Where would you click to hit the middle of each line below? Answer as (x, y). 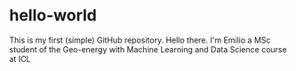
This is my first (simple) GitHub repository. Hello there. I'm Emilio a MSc (140, 40)
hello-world (53, 16)
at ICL (20, 59)
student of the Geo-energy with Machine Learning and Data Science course (148, 49)
